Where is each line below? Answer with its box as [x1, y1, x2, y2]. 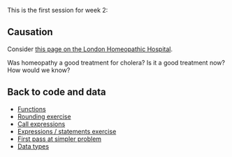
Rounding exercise [17, 112, 71, 121]
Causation [7, 26, 54, 38]
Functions [17, 104, 47, 113]
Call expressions [17, 119, 66, 128]
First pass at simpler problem [17, 135, 102, 143]
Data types [17, 142, 50, 150]
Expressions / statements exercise [17, 127, 117, 135]
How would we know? [7, 66, 71, 74]
